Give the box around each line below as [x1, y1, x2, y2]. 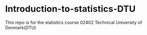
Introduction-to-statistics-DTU [5, 3, 136, 15]
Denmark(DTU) [5, 24, 36, 30]
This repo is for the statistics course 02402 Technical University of [5, 19, 143, 25]
